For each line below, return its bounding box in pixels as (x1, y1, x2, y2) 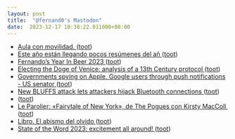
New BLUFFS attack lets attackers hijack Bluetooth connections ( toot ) (17, 87, 220, 95)
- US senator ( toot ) (17, 80, 72, 88)
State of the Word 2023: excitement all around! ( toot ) (17, 124, 171, 133)
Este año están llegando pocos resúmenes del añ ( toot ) (17, 50, 178, 58)
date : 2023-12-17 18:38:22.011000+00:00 (7, 23, 131, 30)
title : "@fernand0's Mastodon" (7, 17, 102, 24)
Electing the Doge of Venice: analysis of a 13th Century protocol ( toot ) (17, 65, 221, 74)
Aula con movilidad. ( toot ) (17, 43, 93, 51)
